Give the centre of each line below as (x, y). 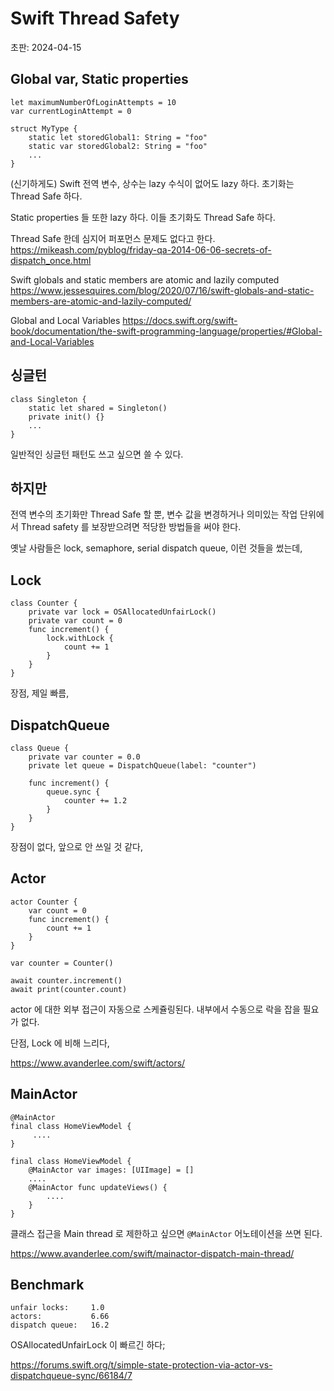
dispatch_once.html (51, 260)
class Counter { (44, 603)
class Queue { (40, 748)
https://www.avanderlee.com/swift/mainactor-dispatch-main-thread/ (152, 1253)
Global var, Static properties (99, 79)
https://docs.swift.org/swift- (180, 320)
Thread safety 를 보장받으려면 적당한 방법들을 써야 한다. (131, 527)
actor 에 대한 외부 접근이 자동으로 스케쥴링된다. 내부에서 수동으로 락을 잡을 (155, 1009)
